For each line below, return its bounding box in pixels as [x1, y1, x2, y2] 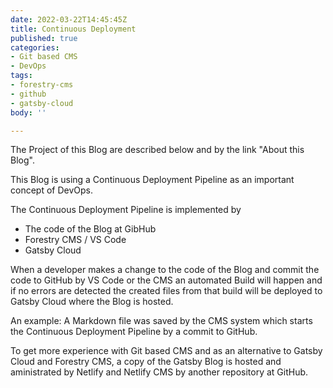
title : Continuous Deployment [10, 24, 137, 34]
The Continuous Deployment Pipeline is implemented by [10, 204, 242, 216]
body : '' [10, 107, 47, 118]
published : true [10, 33, 78, 43]
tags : [10, 71, 33, 81]
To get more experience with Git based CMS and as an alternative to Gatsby [10, 345, 323, 357]
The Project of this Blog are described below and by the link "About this [10, 144, 305, 156]
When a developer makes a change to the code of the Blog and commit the [10, 264, 320, 276]
